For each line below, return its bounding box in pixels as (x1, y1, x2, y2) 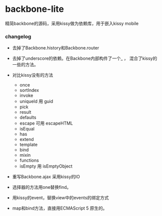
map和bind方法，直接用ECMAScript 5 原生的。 (12, 205, 107, 211)
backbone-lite (5, 3, 64, 15)
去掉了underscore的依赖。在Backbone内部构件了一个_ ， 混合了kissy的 (12, 55, 158, 61)
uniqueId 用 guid (19, 98, 53, 104)
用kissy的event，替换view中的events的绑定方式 (12, 195, 109, 201)
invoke (19, 92, 33, 98)
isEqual (19, 126, 34, 132)
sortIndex (19, 87, 39, 93)
